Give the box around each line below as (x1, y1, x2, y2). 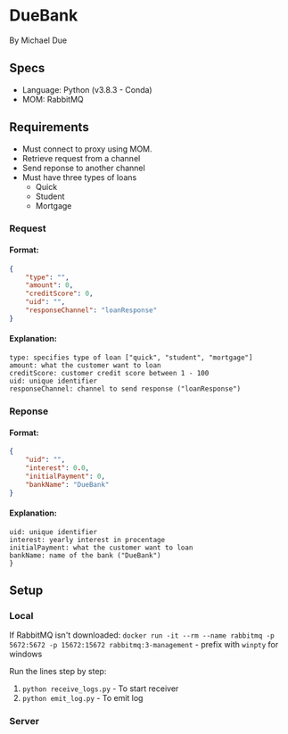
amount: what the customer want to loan (9, 361, 162, 370)
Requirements (9, 120, 89, 135)
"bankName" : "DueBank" (25, 480, 110, 489)
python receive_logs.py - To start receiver (21, 683, 179, 694)
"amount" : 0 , (25, 281, 74, 290)
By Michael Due (9, 35, 68, 45)
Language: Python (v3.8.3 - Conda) (21, 84, 153, 95)
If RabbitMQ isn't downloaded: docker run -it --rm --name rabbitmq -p (9, 630, 275, 640)
